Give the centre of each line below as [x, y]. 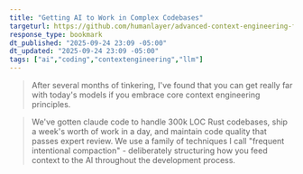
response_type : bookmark [56, 34]
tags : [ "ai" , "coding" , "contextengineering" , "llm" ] [106, 60]
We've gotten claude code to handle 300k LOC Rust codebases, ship [160, 122]
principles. [51, 104]
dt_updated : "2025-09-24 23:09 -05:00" [84, 51]
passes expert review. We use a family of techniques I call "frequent [158, 141]
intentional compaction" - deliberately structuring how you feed [149, 151]
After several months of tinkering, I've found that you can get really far [162, 85]
